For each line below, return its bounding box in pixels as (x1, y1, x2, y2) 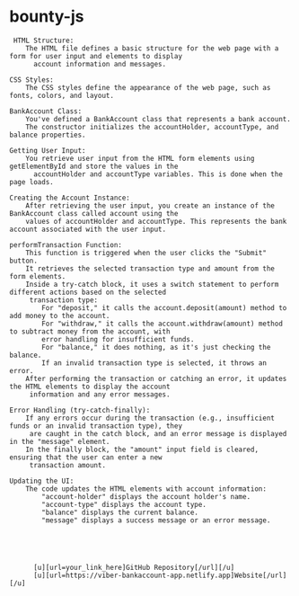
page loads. (9, 177, 54, 186)
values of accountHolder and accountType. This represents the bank (25, 217, 287, 226)
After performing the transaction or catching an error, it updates (25, 374, 287, 383)
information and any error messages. (29, 389, 171, 399)
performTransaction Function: (9, 240, 123, 249)
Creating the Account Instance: (9, 193, 130, 202)
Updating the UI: (9, 476, 75, 485)
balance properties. (9, 130, 87, 139)
